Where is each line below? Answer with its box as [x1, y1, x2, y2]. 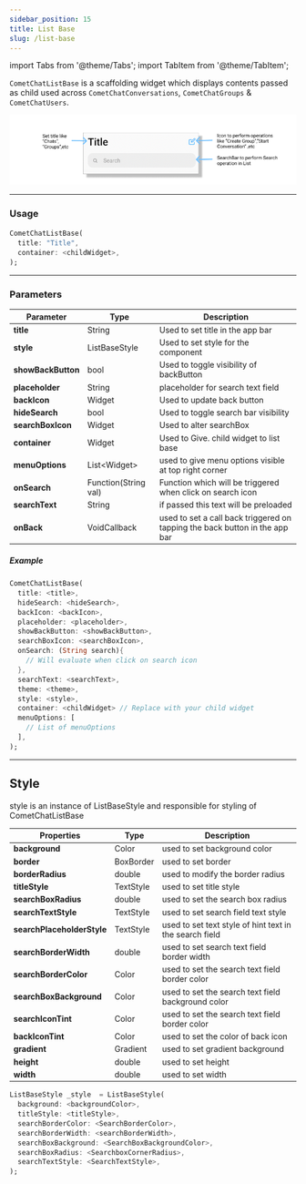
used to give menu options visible [158, 454, 285, 465]
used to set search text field [161, 942, 267, 953]
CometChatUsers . [9, 97, 70, 108]
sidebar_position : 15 [9, 15, 92, 24]
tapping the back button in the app [158, 522, 289, 533]
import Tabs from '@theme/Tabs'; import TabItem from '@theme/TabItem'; [9, 60, 290, 71]
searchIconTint [13, 1014, 73, 1025]
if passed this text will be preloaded [158, 499, 293, 510]
